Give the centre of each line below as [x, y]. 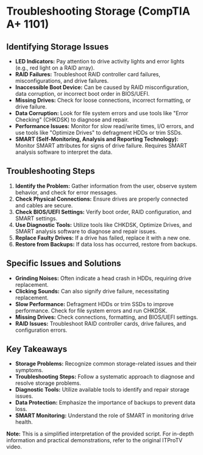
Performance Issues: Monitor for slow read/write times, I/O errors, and [105, 126]
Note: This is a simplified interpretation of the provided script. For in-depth [100, 434]
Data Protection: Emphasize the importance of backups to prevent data [105, 403]
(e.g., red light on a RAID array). [55, 68]
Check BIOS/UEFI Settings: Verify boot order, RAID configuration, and [103, 212]
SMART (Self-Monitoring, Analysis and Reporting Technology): [97, 139]
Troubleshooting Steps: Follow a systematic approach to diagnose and [105, 377]
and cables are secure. [44, 205]
